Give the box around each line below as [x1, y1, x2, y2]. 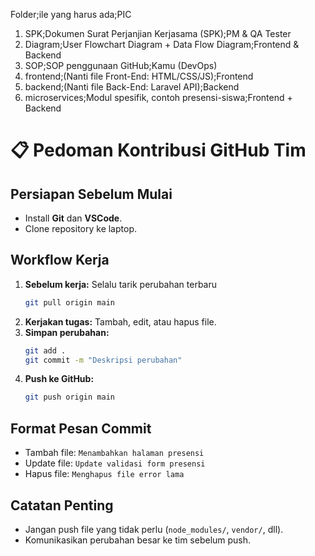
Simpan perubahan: [24, 326, 110, 338]
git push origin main [24, 392, 115, 403]
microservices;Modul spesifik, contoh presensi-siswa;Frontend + [24, 92, 293, 103]
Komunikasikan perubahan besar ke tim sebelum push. [24, 534, 252, 546]
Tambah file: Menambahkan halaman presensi [24, 447, 205, 459]
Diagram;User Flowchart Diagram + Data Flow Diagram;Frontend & [24, 39, 300, 50]
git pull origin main [24, 297, 115, 308]
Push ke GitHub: [24, 373, 95, 385]
